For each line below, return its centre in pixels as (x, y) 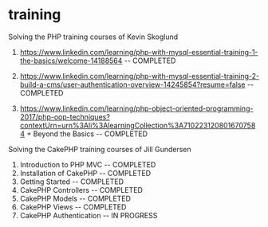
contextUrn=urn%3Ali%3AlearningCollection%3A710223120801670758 (138, 125)
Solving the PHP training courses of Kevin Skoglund (93, 37)
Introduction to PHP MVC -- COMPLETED (88, 164)
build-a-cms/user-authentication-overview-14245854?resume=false (132, 84)
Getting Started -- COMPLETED (72, 182)
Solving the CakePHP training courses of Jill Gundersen (100, 149)
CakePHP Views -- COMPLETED (73, 207)
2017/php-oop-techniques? (65, 116)
